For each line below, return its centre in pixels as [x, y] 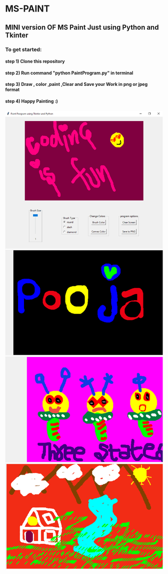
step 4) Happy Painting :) [32, 101]
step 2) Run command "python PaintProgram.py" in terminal [69, 73]
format [12, 90]
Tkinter [17, 35]
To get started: [23, 49]
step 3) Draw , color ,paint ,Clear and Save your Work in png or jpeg [76, 84]
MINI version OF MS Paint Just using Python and [82, 27]
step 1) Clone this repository [35, 61]
